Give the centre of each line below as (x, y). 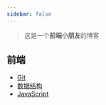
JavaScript (33, 94)
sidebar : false (29, 14)
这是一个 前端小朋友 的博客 (62, 35)
